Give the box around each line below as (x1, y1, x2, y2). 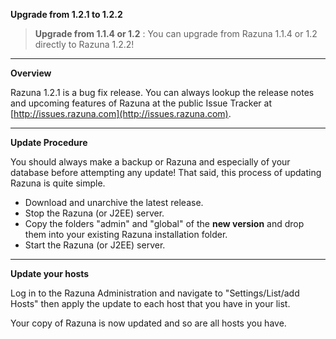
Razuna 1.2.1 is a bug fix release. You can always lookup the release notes (10, 87, 315, 98)
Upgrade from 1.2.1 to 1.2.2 (10, 9, 123, 20)
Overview (10, 67, 52, 79)
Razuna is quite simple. (10, 177, 106, 189)
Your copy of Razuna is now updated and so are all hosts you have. (10, 317, 287, 329)
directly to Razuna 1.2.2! (34, 39, 135, 50)
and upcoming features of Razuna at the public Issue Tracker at (10, 97, 272, 109)
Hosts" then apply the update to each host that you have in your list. (10, 298, 291, 309)
